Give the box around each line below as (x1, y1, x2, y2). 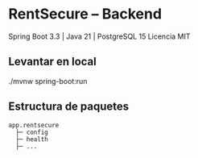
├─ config (15, 128, 48, 136)
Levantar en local (8, 55, 97, 69)
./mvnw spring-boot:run (8, 76, 88, 85)
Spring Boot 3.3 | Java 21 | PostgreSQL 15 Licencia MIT (8, 31, 191, 41)
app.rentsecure (8, 121, 60, 129)
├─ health (15, 135, 48, 143)
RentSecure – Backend (8, 5, 163, 23)
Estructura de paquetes (8, 100, 130, 114)
